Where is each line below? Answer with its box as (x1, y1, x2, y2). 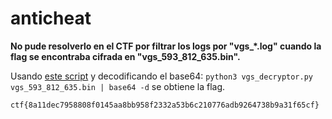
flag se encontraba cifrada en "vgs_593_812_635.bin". (10, 50, 241, 62)
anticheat (10, 7, 92, 30)
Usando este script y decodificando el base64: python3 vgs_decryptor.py (10, 70, 313, 82)
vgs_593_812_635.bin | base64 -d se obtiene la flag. (10, 80, 226, 92)
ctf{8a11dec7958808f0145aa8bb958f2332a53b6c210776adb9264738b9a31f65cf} (10, 100, 320, 110)
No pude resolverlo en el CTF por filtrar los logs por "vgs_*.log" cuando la (10, 40, 322, 52)
